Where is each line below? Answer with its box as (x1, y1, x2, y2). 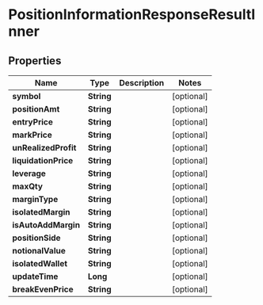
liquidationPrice (12, 155, 74, 166)
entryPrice (12, 116, 54, 128)
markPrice (12, 129, 53, 140)
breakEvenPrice (12, 284, 74, 295)
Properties (8, 54, 62, 67)
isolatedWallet (12, 258, 68, 269)
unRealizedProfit (12, 143, 77, 153)
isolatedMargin (12, 207, 71, 217)
